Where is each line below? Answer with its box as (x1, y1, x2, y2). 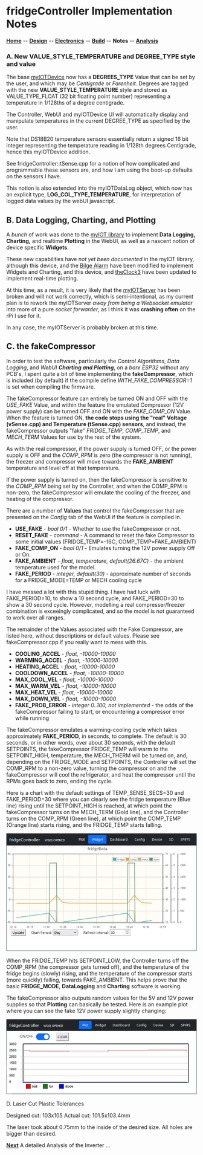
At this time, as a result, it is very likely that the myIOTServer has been (6, 286, 181, 294)
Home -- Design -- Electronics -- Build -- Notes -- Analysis (6, 37, 159, 44)
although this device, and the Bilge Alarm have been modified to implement (6, 262, 193, 270)
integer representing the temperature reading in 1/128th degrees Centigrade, (6, 142, 196, 149)
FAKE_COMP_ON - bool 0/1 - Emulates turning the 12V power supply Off (14, 544, 195, 551)
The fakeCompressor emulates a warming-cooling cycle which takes (6, 726, 178, 733)
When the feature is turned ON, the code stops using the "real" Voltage (6, 414, 187, 421)
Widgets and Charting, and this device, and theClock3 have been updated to (6, 268, 197, 276)
